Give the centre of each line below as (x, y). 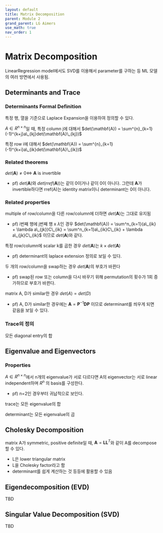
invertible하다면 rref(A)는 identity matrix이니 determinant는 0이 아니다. (81, 189)
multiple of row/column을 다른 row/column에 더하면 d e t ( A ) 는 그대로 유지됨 (78, 213)
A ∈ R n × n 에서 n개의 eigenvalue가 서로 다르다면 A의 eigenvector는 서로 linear (81, 376)
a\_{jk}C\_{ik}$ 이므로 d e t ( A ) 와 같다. (47, 235)
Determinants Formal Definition (43, 107)
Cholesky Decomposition (45, 430)
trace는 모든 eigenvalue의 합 (33, 404)
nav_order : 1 (18, 32)
